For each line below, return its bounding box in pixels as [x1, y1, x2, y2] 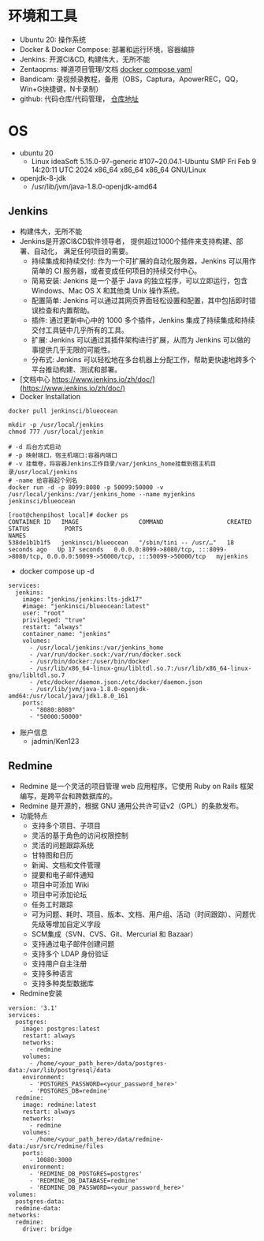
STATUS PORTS [8, 525, 83, 533]
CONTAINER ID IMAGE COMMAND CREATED [8, 518, 252, 525]
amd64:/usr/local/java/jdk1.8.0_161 [8, 692, 128, 700]
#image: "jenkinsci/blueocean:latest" [22, 602, 150, 610]
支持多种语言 [31, 968, 73, 978]
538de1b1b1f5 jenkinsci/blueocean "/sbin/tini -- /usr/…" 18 [8, 538, 235, 547]
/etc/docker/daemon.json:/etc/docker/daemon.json [36, 678, 203, 686]
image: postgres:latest [22, 1025, 101, 1033]
